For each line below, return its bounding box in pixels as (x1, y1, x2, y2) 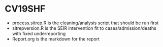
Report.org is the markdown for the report (12, 36, 100, 42)
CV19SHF (5, 3, 46, 15)
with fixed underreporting (12, 30, 66, 36)
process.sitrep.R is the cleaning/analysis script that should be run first (12, 20, 159, 26)
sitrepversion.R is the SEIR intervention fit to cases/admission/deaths (12, 25, 157, 31)
